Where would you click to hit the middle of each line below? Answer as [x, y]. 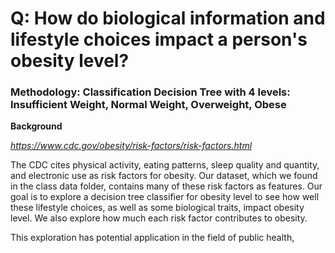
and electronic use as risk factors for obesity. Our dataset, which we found [164, 176]
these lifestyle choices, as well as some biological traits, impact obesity [157, 208]
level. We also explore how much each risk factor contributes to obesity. [159, 218]
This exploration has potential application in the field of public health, [152, 238]
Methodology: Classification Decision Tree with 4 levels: [150, 92]
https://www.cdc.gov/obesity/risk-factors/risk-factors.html [131, 146]
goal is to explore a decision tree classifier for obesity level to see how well [165, 197]
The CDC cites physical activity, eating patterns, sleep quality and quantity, [165, 165]
